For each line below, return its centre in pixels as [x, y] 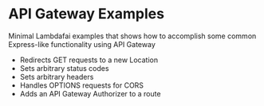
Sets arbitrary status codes [64, 68]
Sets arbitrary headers [57, 77]
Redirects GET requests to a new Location [89, 60]
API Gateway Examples [87, 14]
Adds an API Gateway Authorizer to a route [90, 93]
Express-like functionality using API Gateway [82, 44]
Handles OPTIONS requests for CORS [82, 85]
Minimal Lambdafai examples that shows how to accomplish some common [132, 36]
